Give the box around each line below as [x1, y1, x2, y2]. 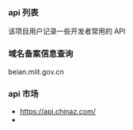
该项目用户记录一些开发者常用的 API [8, 26, 126, 36]
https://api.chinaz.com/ [19, 106, 97, 116]
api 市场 [8, 88, 39, 99]
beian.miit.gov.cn [8, 67, 65, 76]
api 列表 [8, 6, 39, 17]
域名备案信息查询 [8, 48, 74, 59]
